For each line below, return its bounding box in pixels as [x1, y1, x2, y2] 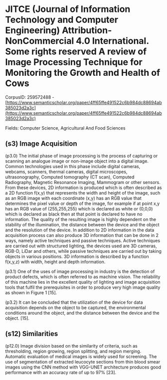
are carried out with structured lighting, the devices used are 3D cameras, [5, 243, 157, 249]
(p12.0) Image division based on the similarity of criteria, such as [5, 343, 138, 349]
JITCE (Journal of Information [5, 3, 131, 15]
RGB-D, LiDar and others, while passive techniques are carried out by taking [5, 248, 162, 254]
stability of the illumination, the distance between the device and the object [5, 221, 160, 227]
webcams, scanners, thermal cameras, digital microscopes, [5, 169, 128, 175]
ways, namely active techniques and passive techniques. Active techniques [5, 237, 161, 243]
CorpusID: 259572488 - [5, 94, 55, 100]
